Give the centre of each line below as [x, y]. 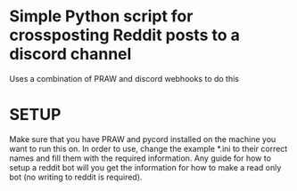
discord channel [70, 54]
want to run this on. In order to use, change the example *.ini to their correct [148, 148]
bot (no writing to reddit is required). [76, 177]
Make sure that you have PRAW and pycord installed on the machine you [143, 139]
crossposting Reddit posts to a [125, 35]
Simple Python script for [101, 16]
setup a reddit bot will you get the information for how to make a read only [145, 167]
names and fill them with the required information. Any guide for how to [140, 158]
